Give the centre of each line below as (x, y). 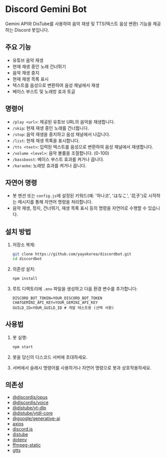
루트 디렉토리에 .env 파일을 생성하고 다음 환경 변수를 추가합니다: (75, 288)
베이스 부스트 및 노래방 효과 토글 (44, 91)
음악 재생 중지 (26, 72)
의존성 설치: (24, 269)
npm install (25, 278)
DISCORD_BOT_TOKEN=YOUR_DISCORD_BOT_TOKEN (57, 298)
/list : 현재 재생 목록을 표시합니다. (46, 140)
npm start (23, 347)
